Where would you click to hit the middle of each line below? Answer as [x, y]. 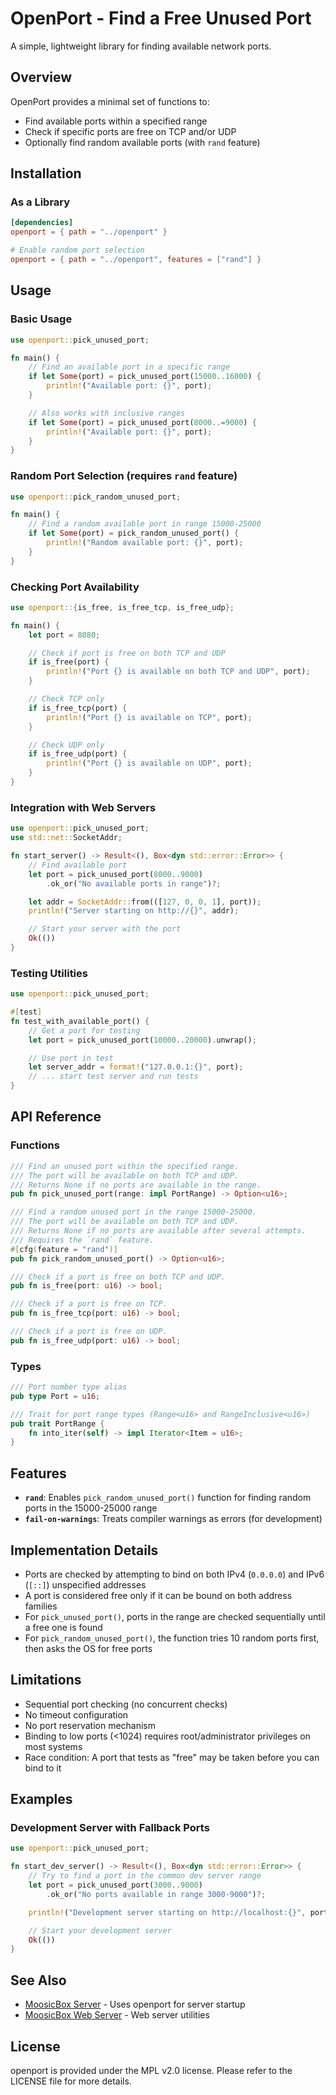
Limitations [46, 1680]
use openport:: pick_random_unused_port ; [96, 497]
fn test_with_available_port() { [80, 1021]
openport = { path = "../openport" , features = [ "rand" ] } [136, 260]
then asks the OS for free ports [88, 1648]
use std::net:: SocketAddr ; [66, 838]
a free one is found [63, 1627]
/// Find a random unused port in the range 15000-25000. [133, 1212]
